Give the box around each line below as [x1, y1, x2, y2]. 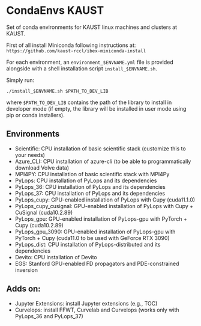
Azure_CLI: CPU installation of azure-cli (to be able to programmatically [14, 158, 191, 165]
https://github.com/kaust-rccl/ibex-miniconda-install [6, 48, 146, 54]
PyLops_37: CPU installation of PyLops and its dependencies [14, 189, 166, 197]
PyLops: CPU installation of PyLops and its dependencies [14, 177, 157, 184]
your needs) [14, 151, 45, 158]
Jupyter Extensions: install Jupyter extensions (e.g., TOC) [14, 300, 158, 307]
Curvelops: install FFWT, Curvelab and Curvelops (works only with [14, 306, 179, 313]
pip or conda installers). [6, 111, 65, 118]
